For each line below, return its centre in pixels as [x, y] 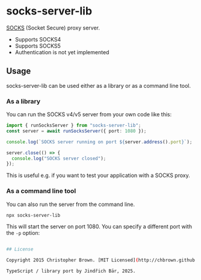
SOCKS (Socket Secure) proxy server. [53, 28]
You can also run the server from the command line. [71, 204]
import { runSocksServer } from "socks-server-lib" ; [74, 126]
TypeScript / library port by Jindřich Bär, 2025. [71, 271]
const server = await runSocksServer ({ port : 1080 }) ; [76, 131]
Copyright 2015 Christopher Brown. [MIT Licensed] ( [72, 260]
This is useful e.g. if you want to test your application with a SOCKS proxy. [98, 175]
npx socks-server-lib [33, 215]
